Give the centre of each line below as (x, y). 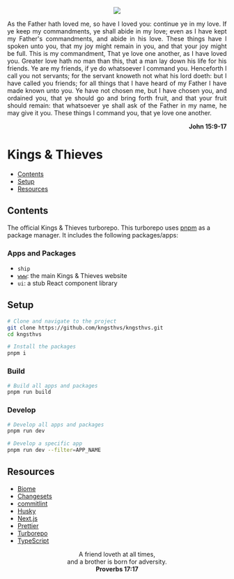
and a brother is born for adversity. (117, 562)
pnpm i (17, 353)
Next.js (28, 518)
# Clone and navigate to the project (62, 321)
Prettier (28, 526)
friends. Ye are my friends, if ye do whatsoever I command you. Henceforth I (117, 68)
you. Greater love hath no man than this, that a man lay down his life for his (117, 61)
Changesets (34, 496)
